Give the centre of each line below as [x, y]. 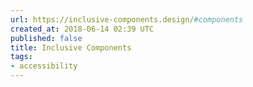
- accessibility [44, 66]
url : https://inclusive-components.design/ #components [127, 19]
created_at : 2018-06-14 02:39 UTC [82, 29]
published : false [46, 38]
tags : [21, 57]
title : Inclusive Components [71, 47]
